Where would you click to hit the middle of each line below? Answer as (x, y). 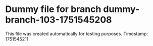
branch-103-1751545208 (59, 20)
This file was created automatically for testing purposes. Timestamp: (76, 33)
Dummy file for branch (53, 9)
